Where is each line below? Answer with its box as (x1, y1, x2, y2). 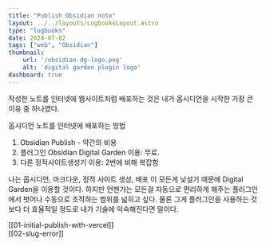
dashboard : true (8, 71, 62, 79)
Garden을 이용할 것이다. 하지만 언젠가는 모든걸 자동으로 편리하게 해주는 (8, 184, 231, 193)
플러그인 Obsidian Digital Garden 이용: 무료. (19, 147, 160, 157)
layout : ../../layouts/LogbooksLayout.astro (8, 19, 159, 27)
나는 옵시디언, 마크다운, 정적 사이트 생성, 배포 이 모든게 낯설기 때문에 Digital (8, 174, 244, 184)
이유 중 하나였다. (8, 103, 60, 113)
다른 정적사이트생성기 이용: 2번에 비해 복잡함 (19, 157, 159, 167)
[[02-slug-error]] (8, 228, 64, 238)
